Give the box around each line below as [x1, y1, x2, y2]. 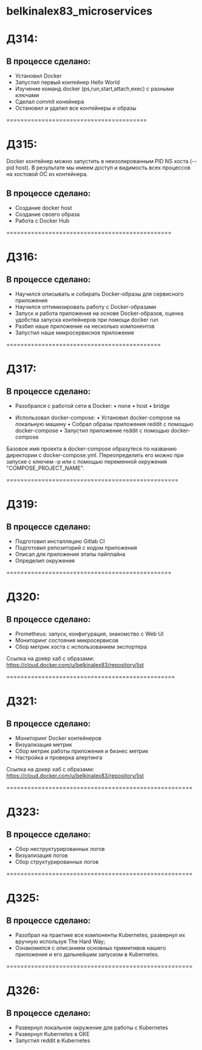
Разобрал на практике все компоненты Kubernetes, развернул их [15, 931, 186, 938]
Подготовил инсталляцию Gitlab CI [15, 537, 105, 544]
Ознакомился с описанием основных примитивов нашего [15, 944, 166, 951]
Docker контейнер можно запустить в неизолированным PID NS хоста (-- [6, 158, 197, 165]
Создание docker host [15, 204, 72, 211]
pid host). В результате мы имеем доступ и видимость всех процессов [6, 164, 191, 171]
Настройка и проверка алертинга [15, 754, 103, 761]
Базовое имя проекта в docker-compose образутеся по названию [6, 445, 177, 452]
